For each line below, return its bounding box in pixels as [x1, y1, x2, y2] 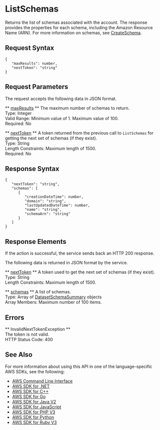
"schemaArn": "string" [24, 211, 71, 217]
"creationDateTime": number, [24, 194, 84, 200]
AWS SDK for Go [12, 394, 46, 399]
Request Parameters [5, 83, 69, 91]
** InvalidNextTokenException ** [5, 327, 71, 332]
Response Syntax [5, 164, 59, 173]
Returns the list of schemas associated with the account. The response [5, 19, 147, 25]
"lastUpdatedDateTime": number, [24, 203, 90, 208]
